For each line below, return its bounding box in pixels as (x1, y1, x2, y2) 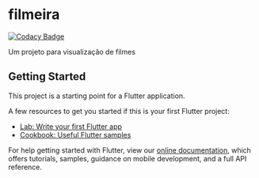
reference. (8, 162, 42, 172)
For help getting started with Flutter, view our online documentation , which (8, 145, 252, 155)
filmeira (8, 6, 60, 24)
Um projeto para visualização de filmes (8, 47, 136, 56)
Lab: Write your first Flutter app (19, 121, 123, 131)
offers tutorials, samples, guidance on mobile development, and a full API (8, 153, 247, 163)
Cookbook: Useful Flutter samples (19, 130, 131, 139)
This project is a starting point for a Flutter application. (8, 91, 185, 100)
